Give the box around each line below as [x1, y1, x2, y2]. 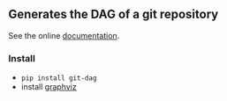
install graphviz [20, 82, 77, 92]
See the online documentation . [8, 30, 120, 40]
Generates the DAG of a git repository [8, 7, 219, 22]
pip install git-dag [20, 74, 97, 83]
